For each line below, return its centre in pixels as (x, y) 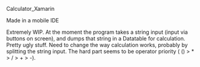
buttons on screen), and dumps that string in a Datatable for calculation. (96, 38)
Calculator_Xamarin (31, 9)
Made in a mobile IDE (33, 20)
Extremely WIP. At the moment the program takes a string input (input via (97, 32)
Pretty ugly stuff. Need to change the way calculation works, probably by (97, 45)
